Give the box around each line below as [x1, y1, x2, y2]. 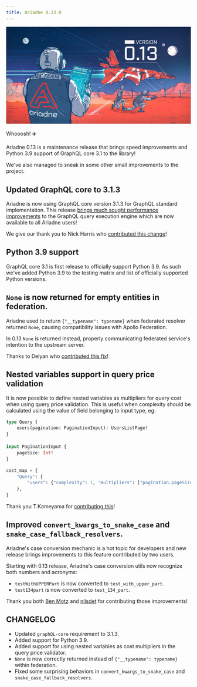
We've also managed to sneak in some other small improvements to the [6, 162, 179, 169]
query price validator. [14, 649, 66, 656]
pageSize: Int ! [16, 450, 54, 455]
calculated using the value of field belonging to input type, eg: [6, 407, 156, 414]
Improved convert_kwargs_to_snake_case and [6, 520, 170, 530]
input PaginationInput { [6, 444, 67, 450]
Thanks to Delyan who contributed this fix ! [6, 353, 108, 360]
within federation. [14, 661, 57, 668]
